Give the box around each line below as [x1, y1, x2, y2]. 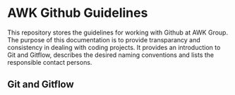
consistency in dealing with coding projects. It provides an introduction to [7, 43, 221, 51]
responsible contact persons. [7, 58, 92, 66]
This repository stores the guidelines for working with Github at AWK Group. [7, 28, 228, 37]
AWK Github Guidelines [7, 5, 148, 21]
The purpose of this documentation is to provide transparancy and [7, 35, 201, 44]
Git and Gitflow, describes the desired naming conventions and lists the [7, 51, 214, 59]
